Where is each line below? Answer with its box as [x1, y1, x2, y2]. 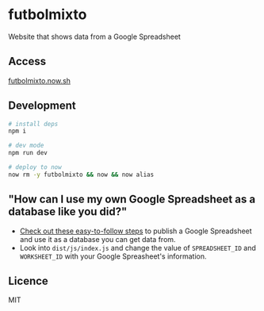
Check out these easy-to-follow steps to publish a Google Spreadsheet [19, 226, 252, 236]
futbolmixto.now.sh [8, 75, 71, 85]
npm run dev [8, 149, 48, 157]
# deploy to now [8, 163, 62, 171]
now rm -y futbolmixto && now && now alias [8, 171, 155, 179]
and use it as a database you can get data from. [19, 234, 176, 244]
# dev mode [8, 141, 44, 150]
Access [8, 55, 46, 68]
